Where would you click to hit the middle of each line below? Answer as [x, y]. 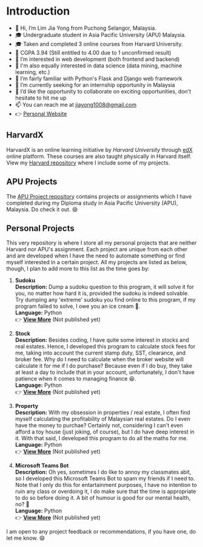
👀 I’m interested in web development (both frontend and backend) [97, 59]
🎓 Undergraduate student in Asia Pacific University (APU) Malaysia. [101, 35]
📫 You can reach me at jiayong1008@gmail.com [76, 104]
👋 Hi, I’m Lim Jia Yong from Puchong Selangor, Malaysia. [85, 28]
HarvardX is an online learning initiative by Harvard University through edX [99, 149]
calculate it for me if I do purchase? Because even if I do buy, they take [104, 366]
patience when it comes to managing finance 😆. [75, 379]
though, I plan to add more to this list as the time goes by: [78, 269]
